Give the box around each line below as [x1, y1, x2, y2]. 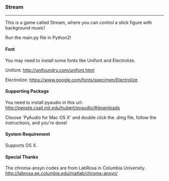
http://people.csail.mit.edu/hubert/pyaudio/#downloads [5, 104, 120, 111]
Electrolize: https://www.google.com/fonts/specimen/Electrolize [5, 77, 138, 83]
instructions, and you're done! [5, 119, 67, 126]
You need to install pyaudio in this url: [5, 99, 83, 105]
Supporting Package [5, 88, 49, 94]
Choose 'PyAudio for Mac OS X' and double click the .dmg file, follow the [5, 114, 157, 120]
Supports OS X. [5, 142, 38, 148]
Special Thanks [5, 154, 39, 160]
